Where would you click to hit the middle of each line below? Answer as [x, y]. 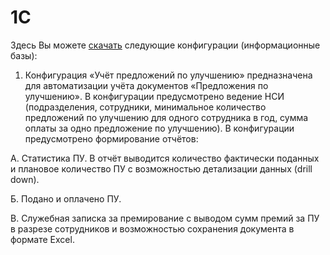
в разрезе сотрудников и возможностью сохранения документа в [152, 228]
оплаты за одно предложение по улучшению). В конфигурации [159, 128]
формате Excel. [42, 239]
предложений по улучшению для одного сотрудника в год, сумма [166, 117]
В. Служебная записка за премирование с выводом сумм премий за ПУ [165, 218]
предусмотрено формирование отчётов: [111, 138]
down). [25, 179]
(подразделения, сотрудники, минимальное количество [145, 107]
